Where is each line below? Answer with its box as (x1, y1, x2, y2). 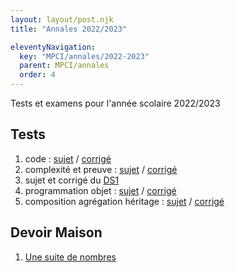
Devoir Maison (10, 224, 103, 241)
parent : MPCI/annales (19, 61, 110, 71)
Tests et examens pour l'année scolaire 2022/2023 (10, 97, 221, 109)
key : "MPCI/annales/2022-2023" (19, 51, 150, 61)
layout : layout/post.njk (10, 14, 114, 25)
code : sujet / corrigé (24, 152, 112, 165)
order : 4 (19, 70, 56, 80)
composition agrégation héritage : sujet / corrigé (24, 195, 225, 207)
